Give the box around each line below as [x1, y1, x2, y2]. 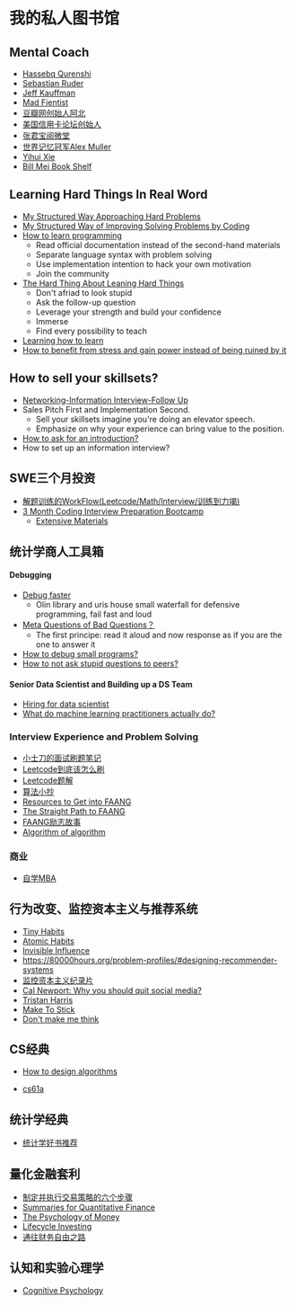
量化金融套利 [9, 1166, 81, 1182]
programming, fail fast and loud [35, 608, 152, 620]
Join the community [35, 268, 110, 279]
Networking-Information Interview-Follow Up [22, 395, 188, 405]
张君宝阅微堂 [22, 130, 70, 140]
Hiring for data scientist [22, 698, 109, 710]
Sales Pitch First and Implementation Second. [22, 404, 191, 414]
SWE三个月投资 [9, 471, 96, 486]
